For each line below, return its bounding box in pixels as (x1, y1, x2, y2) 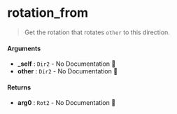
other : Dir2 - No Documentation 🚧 (17, 67, 118, 76)
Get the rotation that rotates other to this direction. (24, 28, 170, 36)
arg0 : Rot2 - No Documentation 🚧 (17, 99, 116, 107)
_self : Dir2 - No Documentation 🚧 (17, 59, 116, 68)
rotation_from (7, 5, 89, 21)
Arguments (7, 44, 41, 52)
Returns (7, 83, 31, 92)
